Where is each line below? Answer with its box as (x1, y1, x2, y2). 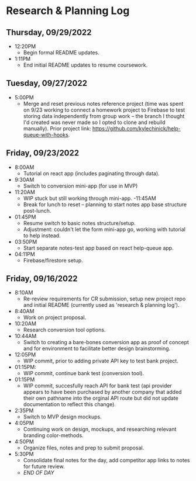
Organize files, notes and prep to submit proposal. (23, 444, 145, 451)
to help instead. (23, 232, 61, 239)
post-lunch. (23, 207, 51, 214)
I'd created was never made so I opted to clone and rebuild (23, 119, 166, 126)
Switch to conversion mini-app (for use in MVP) (23, 182, 138, 189)
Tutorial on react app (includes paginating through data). (23, 169, 160, 177)
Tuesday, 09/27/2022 (6, 78, 88, 88)
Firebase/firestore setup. (23, 257, 83, 264)
